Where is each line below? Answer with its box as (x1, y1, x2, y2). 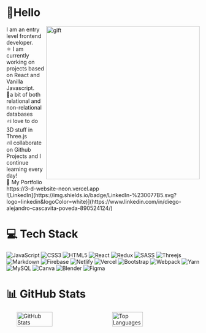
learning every (6, 165, 43, 173)
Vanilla (6, 78, 23, 85)
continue (6, 159, 29, 166)
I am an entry (6, 26, 40, 33)
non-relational (6, 103, 42, 111)
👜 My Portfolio (6, 178, 42, 185)
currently (6, 51, 29, 59)
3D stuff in (6, 125, 33, 133)
